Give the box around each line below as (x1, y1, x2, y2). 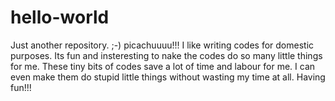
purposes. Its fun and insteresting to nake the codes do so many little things (10, 49, 323, 61)
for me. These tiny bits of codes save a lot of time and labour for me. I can (10, 60, 316, 72)
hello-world (10, 6, 110, 29)
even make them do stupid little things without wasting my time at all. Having (10, 71, 326, 83)
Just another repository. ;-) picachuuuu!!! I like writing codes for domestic (10, 39, 315, 51)
